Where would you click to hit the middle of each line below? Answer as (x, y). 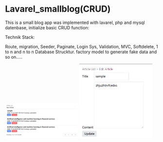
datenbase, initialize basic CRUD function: (47, 27)
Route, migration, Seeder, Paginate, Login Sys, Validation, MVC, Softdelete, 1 (81, 46)
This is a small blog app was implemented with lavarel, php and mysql (75, 22)
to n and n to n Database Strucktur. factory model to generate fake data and (81, 52)
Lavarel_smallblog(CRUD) (58, 9)
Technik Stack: (20, 37)
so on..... (14, 57)
